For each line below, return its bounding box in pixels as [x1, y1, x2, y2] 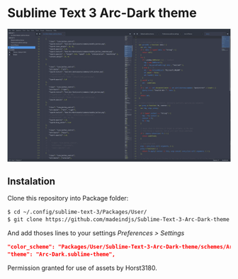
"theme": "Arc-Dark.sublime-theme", [7, 251, 115, 259]
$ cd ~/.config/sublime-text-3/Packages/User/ [7, 208, 147, 216]
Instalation [7, 175, 55, 188]
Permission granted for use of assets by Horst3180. [7, 263, 157, 272]
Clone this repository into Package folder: [7, 194, 129, 203]
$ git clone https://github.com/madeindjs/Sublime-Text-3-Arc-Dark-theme [7, 216, 230, 223]
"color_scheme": [7, 244, 55, 251]
